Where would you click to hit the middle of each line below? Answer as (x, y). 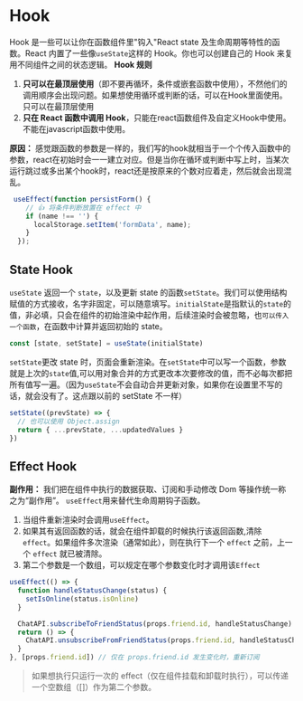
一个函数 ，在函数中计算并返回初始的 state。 (89, 326)
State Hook (41, 269)
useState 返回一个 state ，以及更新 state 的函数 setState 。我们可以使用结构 (148, 292)
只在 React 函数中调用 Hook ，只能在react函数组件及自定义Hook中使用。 (156, 118)
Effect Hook (43, 466)
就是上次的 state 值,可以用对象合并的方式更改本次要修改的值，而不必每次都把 (151, 373)
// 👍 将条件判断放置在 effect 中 (83, 208)
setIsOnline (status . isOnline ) (83, 599)
